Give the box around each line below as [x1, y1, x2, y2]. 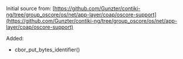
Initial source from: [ [6, 5, 55, 12]
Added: [6, 35, 24, 41]
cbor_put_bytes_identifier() [14, 46, 80, 53]
